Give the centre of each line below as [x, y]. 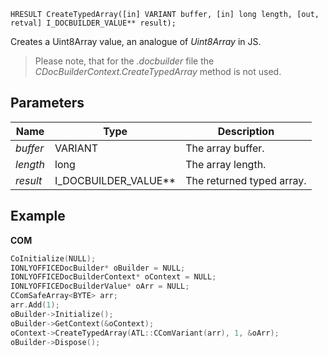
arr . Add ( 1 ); [35, 305]
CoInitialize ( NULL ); [53, 258]
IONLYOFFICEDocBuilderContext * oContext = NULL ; [113, 277]
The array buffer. [225, 148]
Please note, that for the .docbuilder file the [124, 61]
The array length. [226, 164]
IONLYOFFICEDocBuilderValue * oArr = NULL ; [100, 286]
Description [246, 131]
